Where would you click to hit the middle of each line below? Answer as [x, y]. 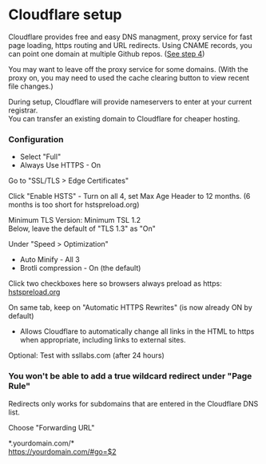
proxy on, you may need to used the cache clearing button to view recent [129, 77]
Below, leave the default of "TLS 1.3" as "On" [82, 228]
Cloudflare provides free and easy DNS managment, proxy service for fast [131, 37]
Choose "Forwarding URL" [52, 427]
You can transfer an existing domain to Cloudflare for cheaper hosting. [124, 118]
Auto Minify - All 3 [50, 260]
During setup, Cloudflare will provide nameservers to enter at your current [130, 101]
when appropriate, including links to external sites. [103, 340]
